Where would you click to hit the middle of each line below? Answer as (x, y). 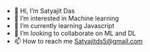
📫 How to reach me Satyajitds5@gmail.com (78, 41)
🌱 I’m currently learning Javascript (64, 26)
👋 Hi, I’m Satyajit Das (45, 11)
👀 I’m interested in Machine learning (66, 18)
